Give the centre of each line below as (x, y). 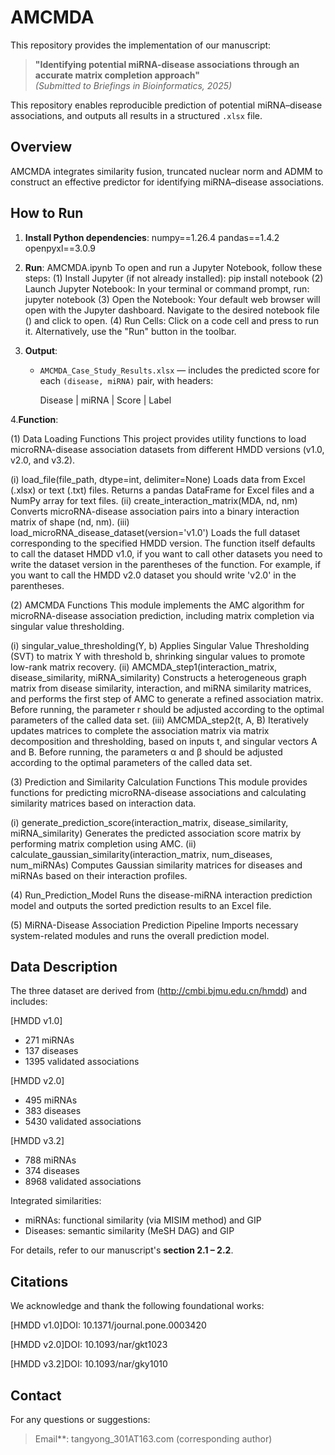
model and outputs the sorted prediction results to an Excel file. (141, 905)
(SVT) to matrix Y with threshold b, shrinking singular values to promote (158, 656)
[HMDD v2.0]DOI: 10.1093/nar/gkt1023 (89, 1345)
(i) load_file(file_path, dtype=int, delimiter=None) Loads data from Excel (158, 479)
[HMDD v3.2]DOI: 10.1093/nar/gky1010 (89, 1364)
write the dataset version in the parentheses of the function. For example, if (166, 564)
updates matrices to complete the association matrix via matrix (140, 730)
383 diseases (53, 1111)
